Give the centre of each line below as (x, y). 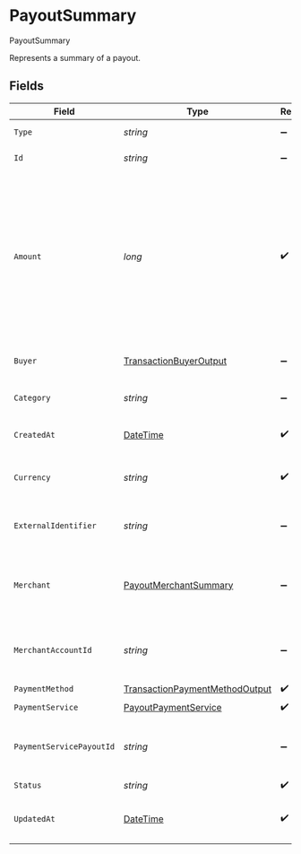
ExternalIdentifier (55, 525)
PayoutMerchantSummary (179, 585)
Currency (32, 477)
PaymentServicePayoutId (64, 746)
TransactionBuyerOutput (176, 361)
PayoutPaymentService (173, 708)
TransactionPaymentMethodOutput (198, 689)
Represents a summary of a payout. (75, 57)
